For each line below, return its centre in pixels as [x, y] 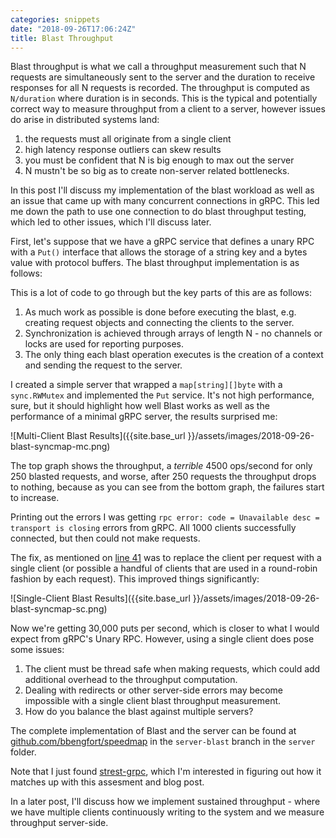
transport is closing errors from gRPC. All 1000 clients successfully [153, 528]
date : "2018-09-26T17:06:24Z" [73, 29]
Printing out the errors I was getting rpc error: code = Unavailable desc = [165, 517]
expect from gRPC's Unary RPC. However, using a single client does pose [162, 639]
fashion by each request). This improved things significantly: [135, 579]
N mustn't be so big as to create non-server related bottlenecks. [157, 171]
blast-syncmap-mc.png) [60, 447]
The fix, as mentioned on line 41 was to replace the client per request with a [166, 558]
